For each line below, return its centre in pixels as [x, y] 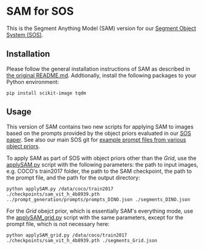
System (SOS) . [25, 34]
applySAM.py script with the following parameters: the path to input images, [102, 164]
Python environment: [33, 81]
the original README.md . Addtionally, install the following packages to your [101, 75]
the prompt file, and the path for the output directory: [73, 177]
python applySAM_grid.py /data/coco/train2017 [67, 235]
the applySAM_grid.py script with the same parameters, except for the [95, 217]
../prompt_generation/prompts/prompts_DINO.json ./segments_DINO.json [98, 199]
